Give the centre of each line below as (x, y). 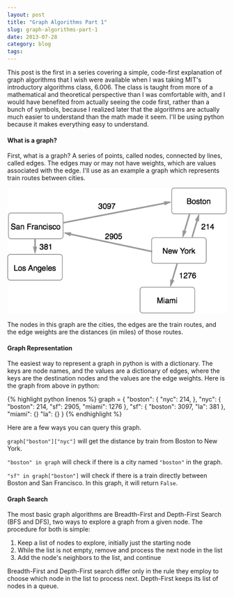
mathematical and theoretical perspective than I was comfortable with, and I (116, 95)
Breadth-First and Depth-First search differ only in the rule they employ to (113, 571)
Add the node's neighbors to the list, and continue (89, 558)
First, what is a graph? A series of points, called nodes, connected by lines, (115, 156)
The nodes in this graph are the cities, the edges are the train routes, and (112, 325)
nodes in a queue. (33, 586)
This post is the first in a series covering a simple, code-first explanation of (115, 72)
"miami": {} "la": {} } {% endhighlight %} (65, 414)
